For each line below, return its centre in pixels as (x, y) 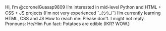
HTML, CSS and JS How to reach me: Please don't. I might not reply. (75, 18)
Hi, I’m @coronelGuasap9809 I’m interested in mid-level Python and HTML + (83, 7)
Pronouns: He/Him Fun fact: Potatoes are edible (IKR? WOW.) (67, 24)
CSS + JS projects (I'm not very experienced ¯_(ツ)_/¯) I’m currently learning (83, 13)
